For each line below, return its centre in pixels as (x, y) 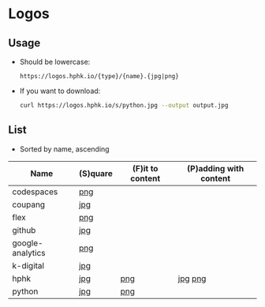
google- (28, 243)
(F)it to (146, 168)
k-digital (28, 265)
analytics (29, 253)
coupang (29, 204)
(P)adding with (215, 168)
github (24, 230)
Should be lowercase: (55, 62)
